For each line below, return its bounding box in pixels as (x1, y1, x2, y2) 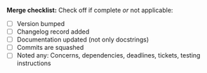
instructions (16, 59, 52, 67)
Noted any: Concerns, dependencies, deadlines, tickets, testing (16, 51, 201, 60)
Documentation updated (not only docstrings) (16, 35, 149, 44)
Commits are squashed (16, 44, 84, 52)
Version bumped (16, 20, 65, 27)
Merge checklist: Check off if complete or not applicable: (6, 6, 173, 14)
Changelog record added (16, 27, 90, 36)
